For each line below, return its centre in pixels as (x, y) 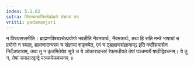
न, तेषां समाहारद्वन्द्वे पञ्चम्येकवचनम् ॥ (40, 58)
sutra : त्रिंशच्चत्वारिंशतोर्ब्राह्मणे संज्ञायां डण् (42, 17)
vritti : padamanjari (31, 22)
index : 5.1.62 (23, 11)
